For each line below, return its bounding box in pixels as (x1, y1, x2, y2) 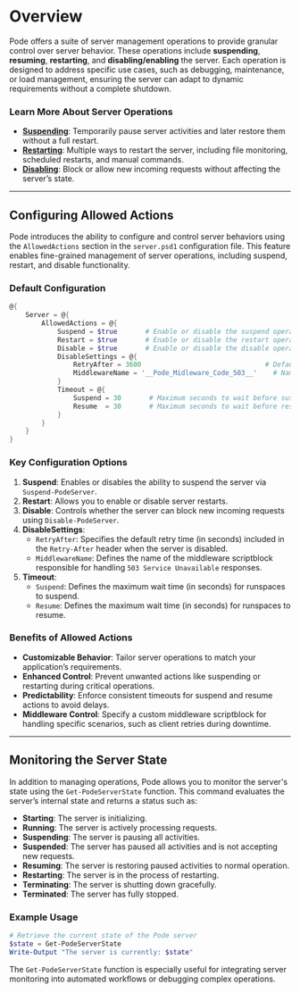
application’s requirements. (21, 661, 122, 672)
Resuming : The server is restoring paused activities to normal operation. (21, 860, 290, 871)
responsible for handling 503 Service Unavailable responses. (35, 562, 262, 572)
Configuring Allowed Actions (9, 207, 174, 222)
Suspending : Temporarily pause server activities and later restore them (21, 126, 286, 137)
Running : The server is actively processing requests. (21, 822, 218, 832)
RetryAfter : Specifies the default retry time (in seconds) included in (35, 533, 285, 544)
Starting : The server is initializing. (21, 813, 147, 823)
